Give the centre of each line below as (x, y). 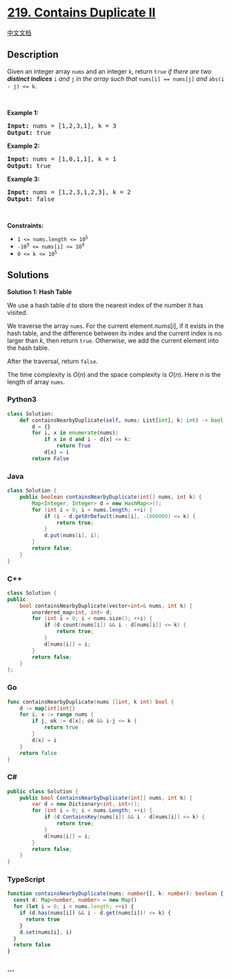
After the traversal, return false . (52, 361)
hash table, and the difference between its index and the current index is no (114, 333)
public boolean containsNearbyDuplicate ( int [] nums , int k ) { (111, 497)
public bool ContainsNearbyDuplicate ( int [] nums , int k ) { (106, 798)
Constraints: (26, 225)
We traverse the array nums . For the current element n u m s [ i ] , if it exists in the (115, 326)
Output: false (31, 199)
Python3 (22, 400)
